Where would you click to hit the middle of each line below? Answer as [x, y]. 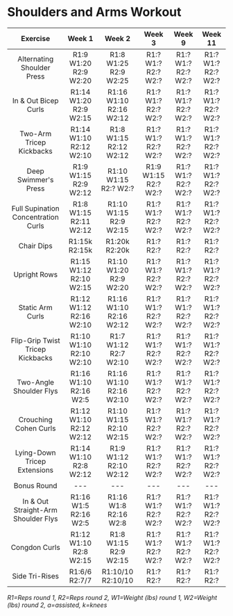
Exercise [35, 38]
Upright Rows [35, 274]
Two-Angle [35, 382]
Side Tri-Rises [36, 576]
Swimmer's [35, 179]
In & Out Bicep [35, 100]
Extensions [35, 470]
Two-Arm [36, 133]
